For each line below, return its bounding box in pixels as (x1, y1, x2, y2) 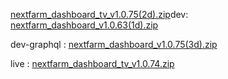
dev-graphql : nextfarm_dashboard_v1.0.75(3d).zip (10, 39, 218, 50)
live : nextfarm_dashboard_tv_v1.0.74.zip (10, 58, 175, 69)
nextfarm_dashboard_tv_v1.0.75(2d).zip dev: (10, 9, 189, 20)
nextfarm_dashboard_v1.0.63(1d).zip (10, 19, 159, 31)
